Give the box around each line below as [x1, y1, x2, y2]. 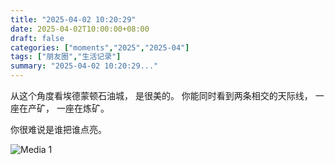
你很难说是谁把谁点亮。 [10, 124, 107, 135]
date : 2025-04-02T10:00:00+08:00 [10, 24, 150, 34]
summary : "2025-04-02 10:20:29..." [10, 61, 159, 71]
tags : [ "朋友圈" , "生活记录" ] [10, 52, 122, 62]
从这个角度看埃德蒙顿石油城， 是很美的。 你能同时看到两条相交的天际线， [10, 90, 313, 101]
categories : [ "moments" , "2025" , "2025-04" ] [10, 42, 190, 53]
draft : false [10, 33, 65, 43]
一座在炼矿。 [56, 102, 110, 114]
